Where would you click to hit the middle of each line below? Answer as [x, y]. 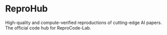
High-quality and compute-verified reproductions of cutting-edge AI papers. [83, 22]
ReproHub [27, 9]
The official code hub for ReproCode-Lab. [48, 27]
